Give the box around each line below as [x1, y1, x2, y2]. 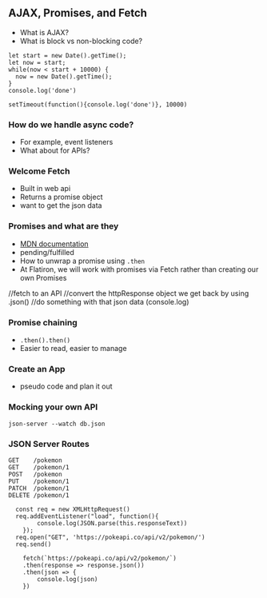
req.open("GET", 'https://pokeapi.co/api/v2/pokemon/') [15, 533, 205, 541]
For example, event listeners [19, 138, 114, 147]
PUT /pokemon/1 [8, 477, 70, 485]
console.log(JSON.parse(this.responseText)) [37, 519, 188, 527]
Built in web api [19, 184, 71, 193]
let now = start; [8, 58, 66, 66]
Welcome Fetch [8, 165, 70, 177]
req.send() [15, 540, 52, 548]
